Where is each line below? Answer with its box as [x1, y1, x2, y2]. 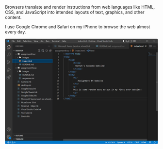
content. [5, 15, 22, 20]
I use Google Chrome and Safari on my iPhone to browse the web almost [5, 24, 150, 30]
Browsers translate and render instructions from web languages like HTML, [5, 4, 155, 10]
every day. [5, 29, 26, 34]
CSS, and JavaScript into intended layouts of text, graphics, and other [5, 9, 145, 15]
